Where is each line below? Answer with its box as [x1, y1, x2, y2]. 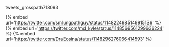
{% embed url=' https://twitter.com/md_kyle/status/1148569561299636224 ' [5, 25, 164, 31]
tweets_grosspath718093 [5, 5, 59, 10]
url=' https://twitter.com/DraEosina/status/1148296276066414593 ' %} [5, 36, 152, 42]
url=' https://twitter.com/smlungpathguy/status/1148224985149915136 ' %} [5, 20, 161, 26]
